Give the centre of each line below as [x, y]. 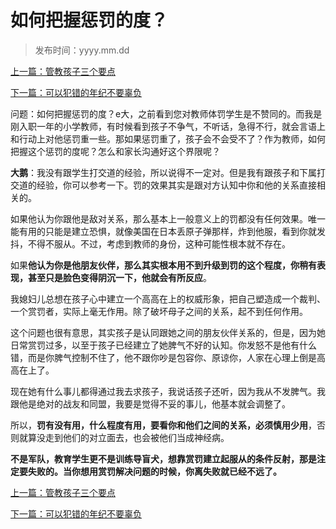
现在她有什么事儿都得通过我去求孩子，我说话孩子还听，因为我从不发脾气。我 [168, 391]
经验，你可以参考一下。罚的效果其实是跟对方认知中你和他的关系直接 [176, 185]
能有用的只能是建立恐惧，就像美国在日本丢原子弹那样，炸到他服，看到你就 [163, 231]
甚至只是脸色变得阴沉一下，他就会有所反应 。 [119, 277]
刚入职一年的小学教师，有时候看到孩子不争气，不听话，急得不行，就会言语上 [168, 126]
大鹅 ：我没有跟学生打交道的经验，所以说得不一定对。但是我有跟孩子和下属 [163, 172]
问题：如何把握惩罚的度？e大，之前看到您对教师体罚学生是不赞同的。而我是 [166, 113]
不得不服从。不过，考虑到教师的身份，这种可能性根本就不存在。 [159, 243]
